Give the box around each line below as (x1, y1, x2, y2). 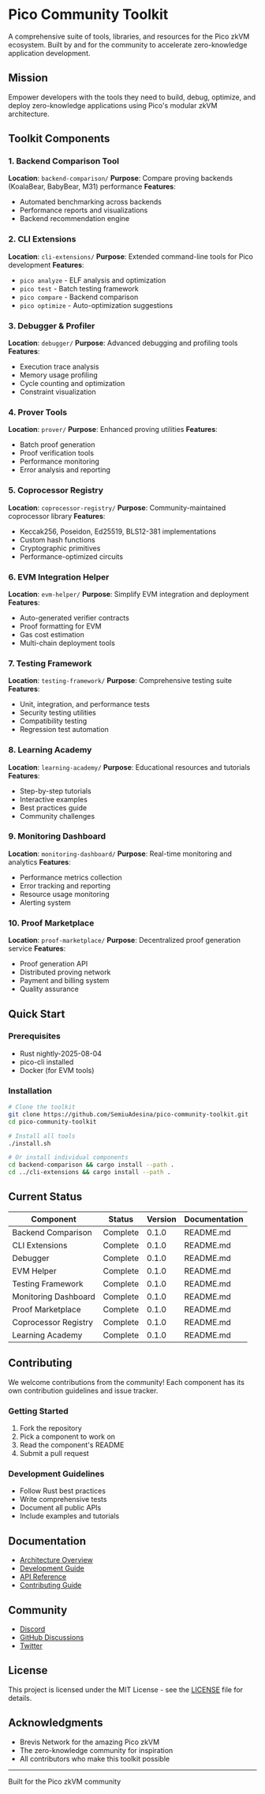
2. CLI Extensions (8, 234, 77, 245)
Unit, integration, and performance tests (19, 700, 150, 709)
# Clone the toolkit (8, 1103, 77, 1111)
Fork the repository (19, 1424, 83, 1433)
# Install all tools (8, 1132, 77, 1140)
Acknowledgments (8, 1716, 104, 1730)
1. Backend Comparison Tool (8, 156, 120, 167)
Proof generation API (19, 959, 88, 969)
